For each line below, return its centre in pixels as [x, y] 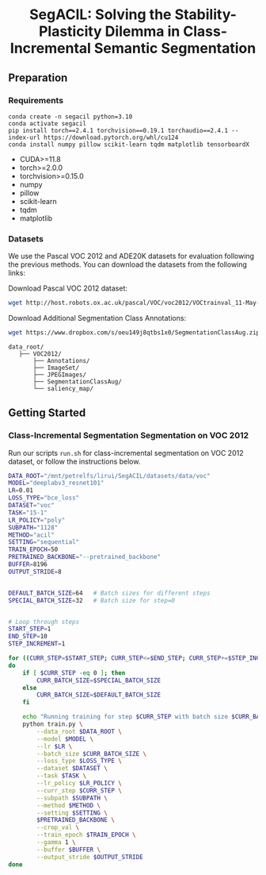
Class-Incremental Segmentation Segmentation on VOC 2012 [129, 436]
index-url [25, 137]
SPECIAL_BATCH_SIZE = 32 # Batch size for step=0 [92, 600]
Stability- [206, 15]
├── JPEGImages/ [60, 375]
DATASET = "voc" [32, 506]
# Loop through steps [44, 622]
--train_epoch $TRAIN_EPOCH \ [86, 835]
